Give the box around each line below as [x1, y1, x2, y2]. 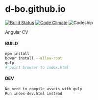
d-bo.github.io [5, 3, 66, 15]
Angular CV [5, 29, 28, 35]
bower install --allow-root [5, 56, 63, 61]
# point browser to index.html [5, 65, 69, 70]
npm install [5, 51, 29, 56]
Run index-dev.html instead [5, 91, 63, 96]
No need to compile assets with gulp [5, 86, 82, 91]
